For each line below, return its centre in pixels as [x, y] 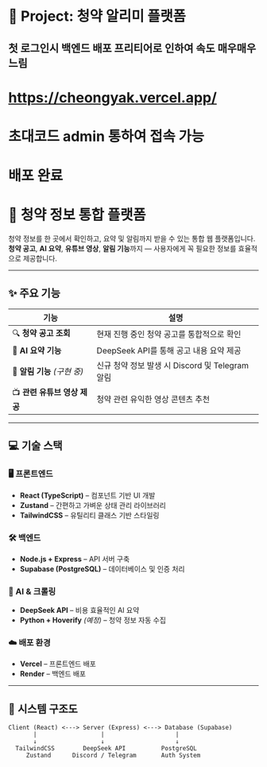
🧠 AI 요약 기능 [37, 351]
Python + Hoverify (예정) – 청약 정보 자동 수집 [93, 620]
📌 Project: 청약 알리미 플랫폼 [97, 16]
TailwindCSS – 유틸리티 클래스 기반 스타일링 [89, 515]
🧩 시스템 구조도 [43, 709]
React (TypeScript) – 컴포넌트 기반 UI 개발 [87, 495]
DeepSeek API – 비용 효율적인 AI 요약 [79, 610]
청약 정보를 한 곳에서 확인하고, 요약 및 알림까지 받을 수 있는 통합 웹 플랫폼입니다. [132, 238]
